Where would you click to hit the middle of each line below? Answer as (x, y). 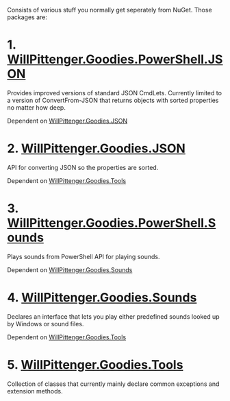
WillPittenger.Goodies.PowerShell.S (112, 223)
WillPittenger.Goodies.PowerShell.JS (115, 59)
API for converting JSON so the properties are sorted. (83, 167)
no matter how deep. (37, 107)
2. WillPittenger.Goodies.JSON (97, 148)
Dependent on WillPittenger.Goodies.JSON (67, 121)
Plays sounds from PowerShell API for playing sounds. (84, 256)
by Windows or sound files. (46, 324)
